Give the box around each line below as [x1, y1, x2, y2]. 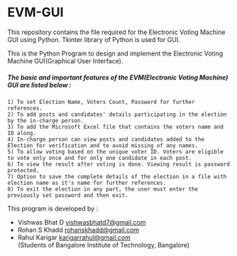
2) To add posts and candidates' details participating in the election [7, 111, 227, 118]
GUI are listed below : [7, 80, 72, 89]
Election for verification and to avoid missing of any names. [7, 142, 199, 149]
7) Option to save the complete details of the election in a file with [7, 173, 227, 180]
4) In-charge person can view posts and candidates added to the [7, 136, 204, 143]
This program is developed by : [7, 204, 99, 213]
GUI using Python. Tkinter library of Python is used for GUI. [7, 35, 180, 43]
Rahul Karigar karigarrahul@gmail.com [17, 233, 131, 242]
